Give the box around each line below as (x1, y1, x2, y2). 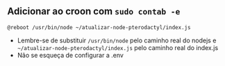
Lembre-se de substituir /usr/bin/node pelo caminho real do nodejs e (17, 36, 217, 44)
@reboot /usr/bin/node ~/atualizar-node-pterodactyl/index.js (7, 24, 191, 31)
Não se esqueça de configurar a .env (17, 51, 124, 59)
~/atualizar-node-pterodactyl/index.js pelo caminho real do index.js (17, 43, 219, 51)
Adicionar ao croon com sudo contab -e (7, 6, 181, 17)
